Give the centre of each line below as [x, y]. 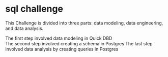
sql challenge [34, 9]
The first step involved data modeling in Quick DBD [59, 38]
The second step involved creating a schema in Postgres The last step [79, 43]
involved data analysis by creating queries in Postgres [62, 49]
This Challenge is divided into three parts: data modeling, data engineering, [84, 23]
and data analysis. [24, 28]
